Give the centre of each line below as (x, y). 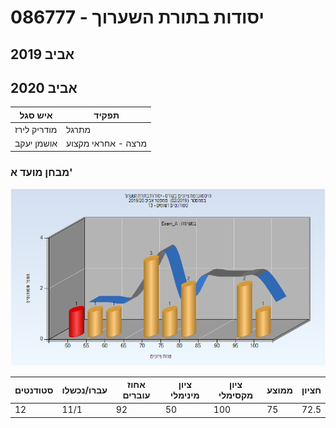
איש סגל (36, 115)
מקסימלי (236, 395)
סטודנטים (34, 390)
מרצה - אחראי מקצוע (107, 143)
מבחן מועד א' (41, 172)
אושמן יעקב (36, 143)
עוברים (136, 395)
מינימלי (185, 395)
